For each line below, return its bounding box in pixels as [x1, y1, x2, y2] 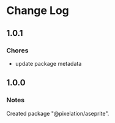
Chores [6, 46, 29, 55]
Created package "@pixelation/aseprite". [6, 110, 109, 117]
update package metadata [15, 60, 82, 67]
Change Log [6, 4, 69, 18]
